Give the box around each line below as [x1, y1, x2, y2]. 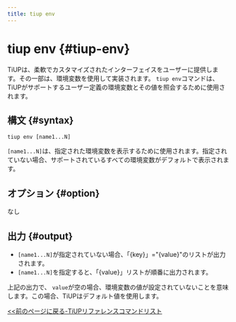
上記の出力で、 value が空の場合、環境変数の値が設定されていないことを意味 [7, 283, 229, 291]
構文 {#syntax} [7, 114, 74, 126]
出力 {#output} [7, 230, 73, 242]
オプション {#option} [7, 187, 100, 199]
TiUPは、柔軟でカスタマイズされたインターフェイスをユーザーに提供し [7, 65, 213, 74]
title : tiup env [7, 10, 55, 18]
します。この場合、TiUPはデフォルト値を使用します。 [7, 292, 163, 300]
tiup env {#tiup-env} [7, 40, 131, 57]
